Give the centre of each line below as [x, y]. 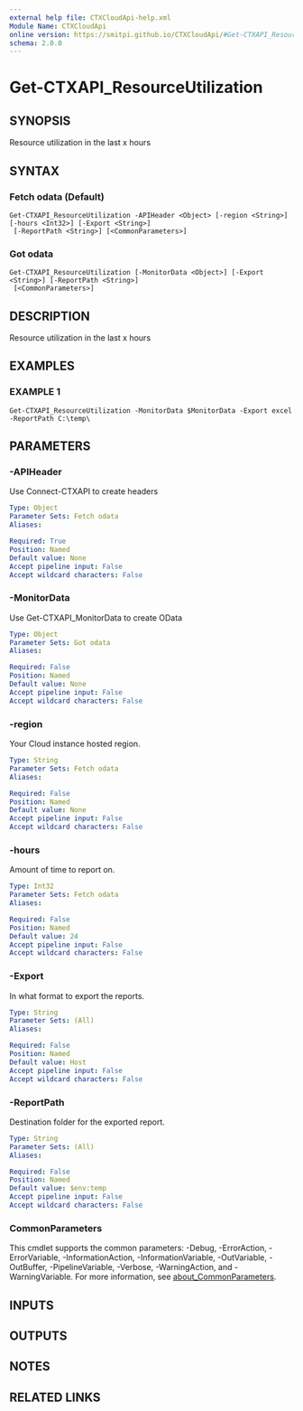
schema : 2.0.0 [36, 43]
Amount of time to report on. [62, 870]
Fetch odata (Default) [57, 197]
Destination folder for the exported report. [87, 1122]
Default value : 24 [44, 936]
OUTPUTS [38, 1336]
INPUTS [32, 1305]
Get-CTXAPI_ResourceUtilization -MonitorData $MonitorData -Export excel [151, 411]
